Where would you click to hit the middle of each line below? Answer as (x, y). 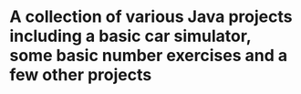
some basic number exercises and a (149, 56)
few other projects (81, 75)
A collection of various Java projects (151, 17)
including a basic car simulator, (130, 36)
